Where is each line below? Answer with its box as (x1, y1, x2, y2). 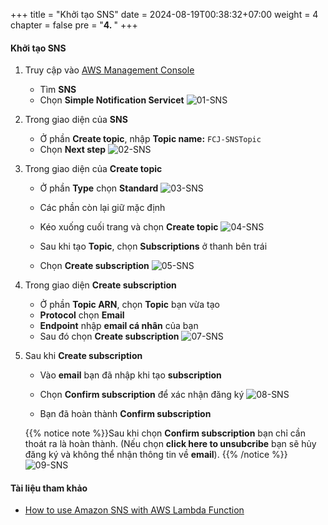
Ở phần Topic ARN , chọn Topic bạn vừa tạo (39, 299, 220, 311)
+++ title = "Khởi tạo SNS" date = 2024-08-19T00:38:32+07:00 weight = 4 (10, 9, 319, 20)
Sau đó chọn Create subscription (39, 330, 180, 343)
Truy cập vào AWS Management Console (24, 64, 195, 76)
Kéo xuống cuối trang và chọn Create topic (39, 221, 219, 233)
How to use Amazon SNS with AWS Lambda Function (24, 504, 245, 516)
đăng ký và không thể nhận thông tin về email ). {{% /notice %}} (24, 449, 288, 461)
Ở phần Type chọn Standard (39, 182, 159, 194)
